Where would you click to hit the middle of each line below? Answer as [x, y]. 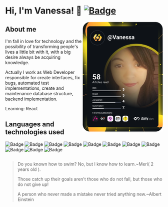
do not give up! [33, 184]
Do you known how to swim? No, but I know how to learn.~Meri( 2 [85, 164]
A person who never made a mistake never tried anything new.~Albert [89, 194]
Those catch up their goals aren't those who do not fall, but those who [90, 179]
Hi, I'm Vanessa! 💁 [43, 11]
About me [21, 29]
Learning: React [21, 109]
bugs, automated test [27, 83]
